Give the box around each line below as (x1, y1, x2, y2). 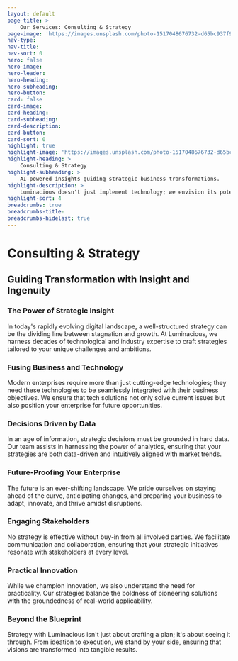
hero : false (7, 57, 42, 64)
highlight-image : (7, 149, 59, 156)
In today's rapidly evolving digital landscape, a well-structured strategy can (7, 322, 227, 330)
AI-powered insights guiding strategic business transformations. (20, 175, 220, 182)
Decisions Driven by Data (7, 418, 96, 428)
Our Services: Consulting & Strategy (20, 23, 132, 30)
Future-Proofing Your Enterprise (7, 467, 121, 477)
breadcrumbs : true (7, 201, 62, 209)
